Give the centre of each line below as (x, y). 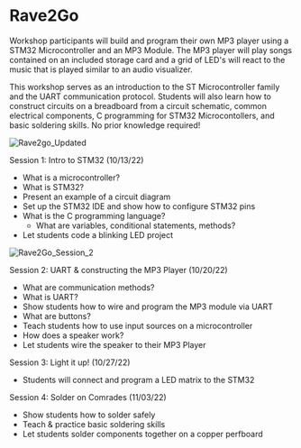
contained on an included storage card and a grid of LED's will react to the (147, 59)
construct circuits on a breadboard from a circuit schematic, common (138, 105)
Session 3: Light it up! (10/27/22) (70, 362)
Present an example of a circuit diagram (96, 197)
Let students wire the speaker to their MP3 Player (114, 344)
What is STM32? (53, 187)
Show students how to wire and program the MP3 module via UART (147, 306)
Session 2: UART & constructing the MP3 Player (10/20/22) (119, 270)
